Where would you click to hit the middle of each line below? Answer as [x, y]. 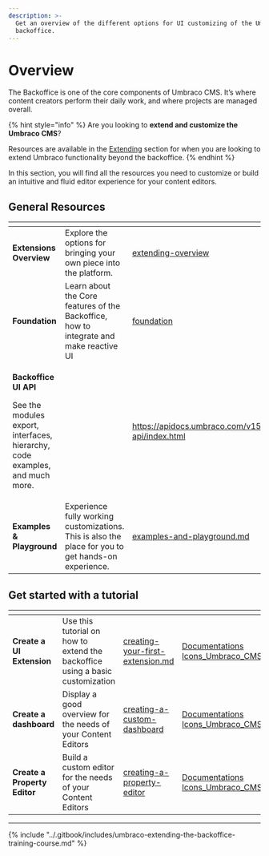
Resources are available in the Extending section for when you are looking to [134, 149]
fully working [90, 516]
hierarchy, [31, 446]
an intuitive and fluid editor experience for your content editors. [113, 182]
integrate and [90, 336]
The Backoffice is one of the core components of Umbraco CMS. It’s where [132, 92]
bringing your [90, 253]
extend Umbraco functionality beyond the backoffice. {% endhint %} [122, 158]
